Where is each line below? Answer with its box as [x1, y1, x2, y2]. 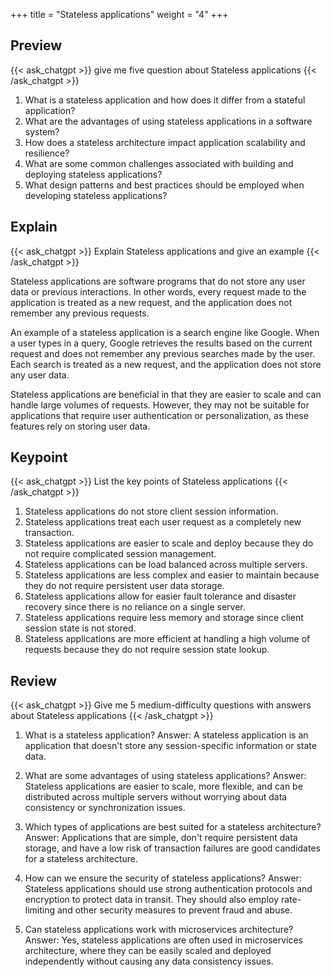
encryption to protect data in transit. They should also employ [24, 894, 280, 906]
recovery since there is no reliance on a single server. [24, 601, 246, 613]
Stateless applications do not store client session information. [24, 505, 279, 518]
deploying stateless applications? [24, 168, 163, 180]
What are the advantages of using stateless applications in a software [24, 115, 313, 127]
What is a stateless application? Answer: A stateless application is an [24, 729, 309, 741]
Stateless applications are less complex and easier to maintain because [24, 569, 320, 581]
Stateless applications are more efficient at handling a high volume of [24, 633, 311, 645]
